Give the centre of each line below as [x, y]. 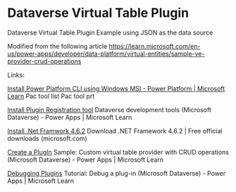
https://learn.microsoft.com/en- [155, 46]
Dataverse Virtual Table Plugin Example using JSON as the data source [110, 32]
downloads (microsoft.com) [48, 138]
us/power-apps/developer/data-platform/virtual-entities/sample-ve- [106, 54]
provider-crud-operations [44, 61]
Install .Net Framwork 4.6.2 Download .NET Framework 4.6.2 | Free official [115, 131]
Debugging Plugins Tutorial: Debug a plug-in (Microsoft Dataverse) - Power [117, 173]
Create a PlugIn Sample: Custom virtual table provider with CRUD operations [118, 152]
